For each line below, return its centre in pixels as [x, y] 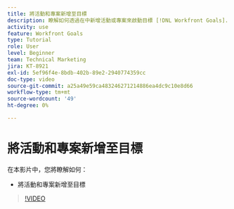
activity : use [28, 27]
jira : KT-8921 [28, 66]
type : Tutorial [30, 40]
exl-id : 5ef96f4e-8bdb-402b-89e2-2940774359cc [77, 72]
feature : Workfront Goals [45, 33]
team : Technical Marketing [47, 60]
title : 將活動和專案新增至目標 [47, 14]
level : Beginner [31, 53]
